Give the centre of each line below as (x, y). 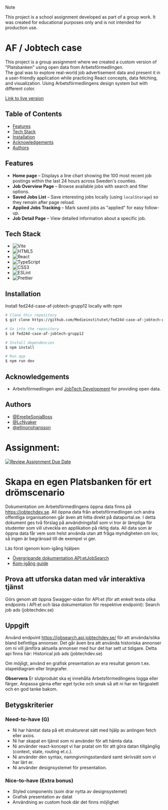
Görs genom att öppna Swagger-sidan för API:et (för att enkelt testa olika (80, 599)
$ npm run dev (20, 361)
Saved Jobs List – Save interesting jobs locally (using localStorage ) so (85, 197)
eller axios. (23, 735)
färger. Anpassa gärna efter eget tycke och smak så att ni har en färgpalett (82, 684)
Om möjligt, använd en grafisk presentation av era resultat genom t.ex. (78, 663)
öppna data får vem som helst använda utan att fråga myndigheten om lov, (82, 533)
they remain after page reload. (43, 202)
